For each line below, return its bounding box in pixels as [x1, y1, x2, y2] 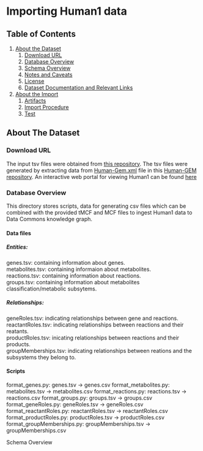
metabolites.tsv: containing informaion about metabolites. [6, 265, 152, 273]
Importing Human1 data [6, 4, 127, 18]
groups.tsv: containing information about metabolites [6, 278, 140, 286]
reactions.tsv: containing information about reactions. [6, 271, 141, 279]
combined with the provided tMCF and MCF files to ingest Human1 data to [6, 208, 193, 216]
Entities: [6, 243, 28, 251]
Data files [6, 229, 32, 237]
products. [6, 340, 31, 347]
